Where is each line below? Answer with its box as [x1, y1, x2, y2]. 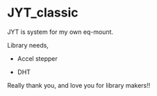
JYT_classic [7, 5, 78, 21]
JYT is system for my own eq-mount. [7, 28, 113, 36]
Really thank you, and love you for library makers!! [7, 81, 151, 89]
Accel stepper [17, 54, 58, 63]
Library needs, [7, 41, 49, 49]
